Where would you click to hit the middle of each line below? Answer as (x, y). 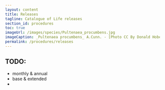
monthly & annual (30, 73)
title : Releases (22, 14)
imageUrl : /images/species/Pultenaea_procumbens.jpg (60, 32)
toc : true (15, 28)
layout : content (22, 10)
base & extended (29, 79)
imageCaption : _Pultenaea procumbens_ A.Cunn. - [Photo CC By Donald (78, 37)
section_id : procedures (29, 23)
